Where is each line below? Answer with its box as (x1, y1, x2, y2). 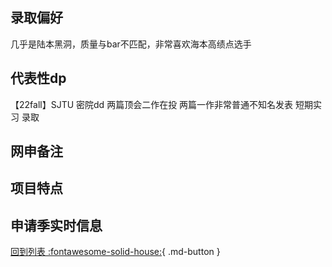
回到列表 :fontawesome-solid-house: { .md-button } (10, 246, 221, 258)
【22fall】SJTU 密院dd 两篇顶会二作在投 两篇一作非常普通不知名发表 (10, 98, 294, 110)
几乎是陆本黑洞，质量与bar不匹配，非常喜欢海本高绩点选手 (10, 38, 252, 50)
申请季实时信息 (10, 217, 103, 234)
